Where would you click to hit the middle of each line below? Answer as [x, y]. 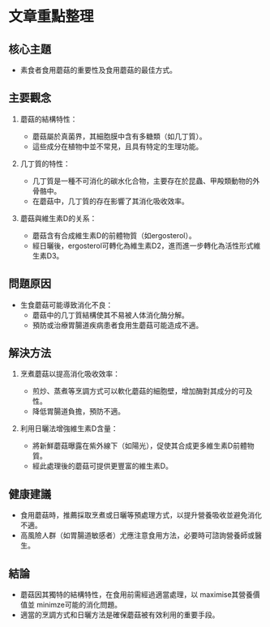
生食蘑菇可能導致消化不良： [66, 305]
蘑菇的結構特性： [49, 119]
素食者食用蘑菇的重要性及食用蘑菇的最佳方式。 [98, 70]
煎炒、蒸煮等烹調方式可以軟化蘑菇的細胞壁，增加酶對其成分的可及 [142, 391]
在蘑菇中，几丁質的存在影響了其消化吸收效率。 [110, 201]
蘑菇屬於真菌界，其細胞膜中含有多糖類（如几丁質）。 [119, 136]
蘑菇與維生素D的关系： [58, 218]
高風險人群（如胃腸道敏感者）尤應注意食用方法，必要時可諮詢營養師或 [137, 535]
